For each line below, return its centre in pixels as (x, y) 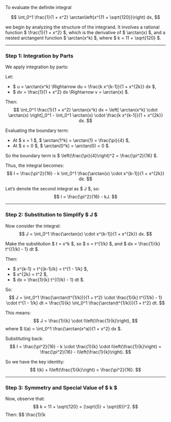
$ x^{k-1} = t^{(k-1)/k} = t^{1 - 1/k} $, (50, 269)
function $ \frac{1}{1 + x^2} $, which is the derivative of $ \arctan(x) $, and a (85, 32)
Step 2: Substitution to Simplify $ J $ (51, 215)
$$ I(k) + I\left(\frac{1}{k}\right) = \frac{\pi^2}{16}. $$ (85, 370)
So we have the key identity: (35, 361)
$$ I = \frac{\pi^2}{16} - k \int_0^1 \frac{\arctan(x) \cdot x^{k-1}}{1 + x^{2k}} (85, 174)
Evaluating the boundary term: (37, 131)
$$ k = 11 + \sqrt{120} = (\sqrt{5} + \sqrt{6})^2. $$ (85, 406)
